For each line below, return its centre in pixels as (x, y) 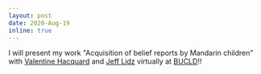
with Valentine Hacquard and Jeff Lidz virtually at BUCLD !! (105, 61)
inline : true (30, 30)
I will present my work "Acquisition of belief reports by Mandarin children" (131, 53)
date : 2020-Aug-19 (39, 23)
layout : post (30, 16)
